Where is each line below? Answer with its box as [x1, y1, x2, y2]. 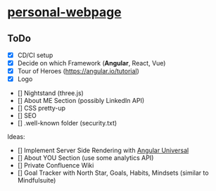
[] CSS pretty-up [17, 104, 65, 113]
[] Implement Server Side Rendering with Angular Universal [17, 146, 189, 155]
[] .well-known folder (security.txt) [17, 119, 117, 128]
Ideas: [7, 133, 25, 141]
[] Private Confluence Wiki [17, 161, 94, 170]
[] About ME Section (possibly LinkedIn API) [17, 97, 145, 105]
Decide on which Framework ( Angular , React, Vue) [17, 59, 166, 68]
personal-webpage [7, 4, 122, 20]
